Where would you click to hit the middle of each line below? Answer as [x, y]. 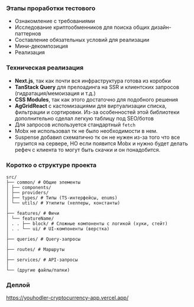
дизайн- [161, 27]
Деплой [18, 285]
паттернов [28, 34]
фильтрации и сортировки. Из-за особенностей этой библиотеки [97, 112]
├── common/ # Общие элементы [43, 182]
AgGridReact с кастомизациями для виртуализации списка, [90, 106]
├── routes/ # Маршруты [35, 249]
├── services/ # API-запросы [42, 260]
